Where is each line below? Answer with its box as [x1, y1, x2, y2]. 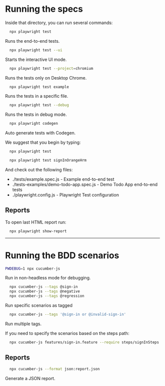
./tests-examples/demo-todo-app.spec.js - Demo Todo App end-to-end [12, 181, 158, 187]
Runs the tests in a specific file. [5, 93, 69, 99]
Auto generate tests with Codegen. [5, 130, 76, 136]
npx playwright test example [9, 84, 69, 89]
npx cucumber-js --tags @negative [9, 289, 80, 294]
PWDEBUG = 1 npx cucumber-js [5, 266, 60, 271]
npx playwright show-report [9, 228, 67, 234]
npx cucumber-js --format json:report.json [9, 366, 100, 371]
